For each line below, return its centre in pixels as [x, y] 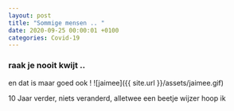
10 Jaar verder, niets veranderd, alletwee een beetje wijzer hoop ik [117, 98]
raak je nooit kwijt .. [47, 66]
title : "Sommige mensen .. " [57, 23]
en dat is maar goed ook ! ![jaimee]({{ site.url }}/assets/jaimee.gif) [116, 82]
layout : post [30, 15]
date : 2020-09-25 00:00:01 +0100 [64, 30]
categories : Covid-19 [44, 38]
